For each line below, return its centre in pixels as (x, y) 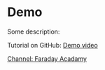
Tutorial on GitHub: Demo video (52, 45)
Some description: (34, 31)
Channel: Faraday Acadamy (47, 58)
